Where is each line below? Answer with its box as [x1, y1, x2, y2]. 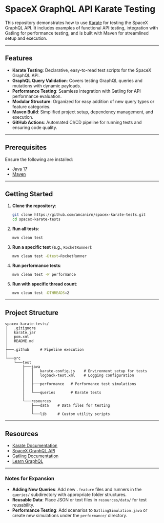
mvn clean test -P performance [12, 272, 76, 277]
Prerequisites [5, 143, 47, 152]
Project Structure [5, 309, 59, 317]
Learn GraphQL [12, 458, 43, 464]
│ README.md [5, 339, 34, 344]
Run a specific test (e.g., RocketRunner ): [12, 244, 93, 250]
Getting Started [5, 190, 53, 198]
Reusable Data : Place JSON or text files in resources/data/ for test [12, 497, 147, 502]
